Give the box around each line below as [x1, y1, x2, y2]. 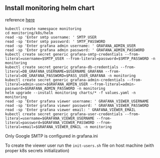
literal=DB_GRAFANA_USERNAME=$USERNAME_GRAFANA [5, 69, 104, 74]
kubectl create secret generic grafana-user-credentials [5, 112, 123, 117]
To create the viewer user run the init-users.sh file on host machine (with [5, 142, 154, 148]
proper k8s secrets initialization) [5, 147, 70, 153]
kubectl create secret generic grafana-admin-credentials [5, 78, 125, 82]
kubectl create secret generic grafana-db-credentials [5, 64, 119, 70]
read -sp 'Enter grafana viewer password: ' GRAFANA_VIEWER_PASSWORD [5, 103, 149, 108]
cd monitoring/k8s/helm [5, 30, 53, 36]
